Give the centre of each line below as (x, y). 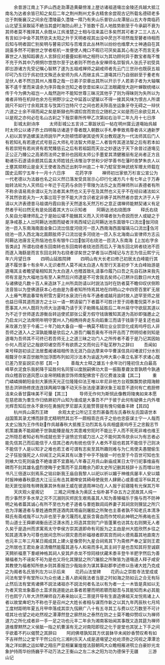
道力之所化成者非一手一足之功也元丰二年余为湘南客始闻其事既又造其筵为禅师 (82, 621)
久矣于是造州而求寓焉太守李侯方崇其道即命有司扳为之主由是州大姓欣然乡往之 (82, 529)
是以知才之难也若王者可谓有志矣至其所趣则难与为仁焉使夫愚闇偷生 (93, 449)
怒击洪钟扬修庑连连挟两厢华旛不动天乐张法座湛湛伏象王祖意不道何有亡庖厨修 (82, 387)
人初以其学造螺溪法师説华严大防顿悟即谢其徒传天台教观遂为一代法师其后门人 (82, 136)
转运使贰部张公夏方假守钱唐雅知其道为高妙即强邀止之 (106, 314)
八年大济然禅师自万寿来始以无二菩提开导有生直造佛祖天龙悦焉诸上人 (91, 596)
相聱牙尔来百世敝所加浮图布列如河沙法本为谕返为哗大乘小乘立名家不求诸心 (80, 357)
